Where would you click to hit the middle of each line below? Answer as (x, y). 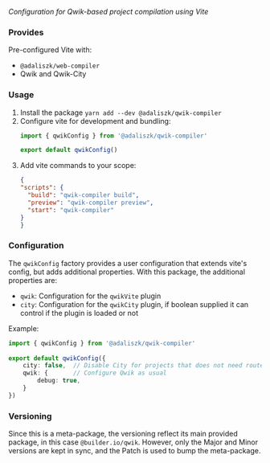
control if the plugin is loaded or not (79, 313)
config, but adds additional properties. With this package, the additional (127, 272)
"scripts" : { (42, 188)
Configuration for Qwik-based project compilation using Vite (108, 12)
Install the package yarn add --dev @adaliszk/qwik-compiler (121, 113)
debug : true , (59, 381)
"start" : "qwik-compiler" (71, 210)
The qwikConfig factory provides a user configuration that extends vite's (128, 263)
